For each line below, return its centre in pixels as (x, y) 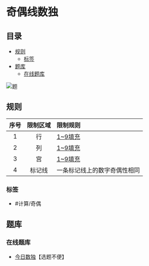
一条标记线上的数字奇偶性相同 (99, 170)
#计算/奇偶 (28, 204)
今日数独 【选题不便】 (41, 256)
